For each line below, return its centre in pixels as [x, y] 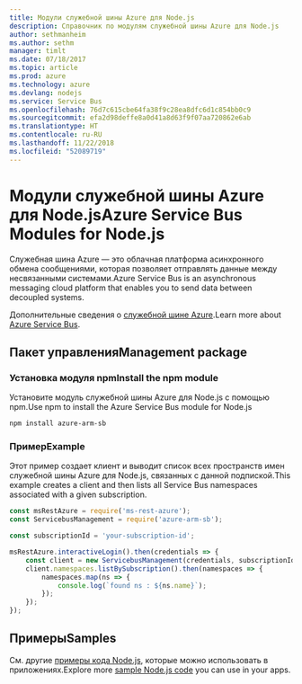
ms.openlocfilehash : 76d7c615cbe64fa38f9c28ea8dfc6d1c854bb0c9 [130, 110]
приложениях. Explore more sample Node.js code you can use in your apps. [150, 670]
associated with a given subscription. [78, 494]
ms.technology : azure [50, 84]
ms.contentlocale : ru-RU [56, 135]
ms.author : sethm [42, 43]
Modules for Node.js [87, 234]
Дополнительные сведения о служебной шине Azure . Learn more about [145, 315]
